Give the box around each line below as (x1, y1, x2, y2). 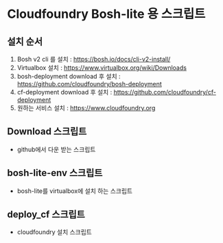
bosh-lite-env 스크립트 (7, 167, 103, 179)
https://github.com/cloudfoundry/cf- (113, 88, 216, 96)
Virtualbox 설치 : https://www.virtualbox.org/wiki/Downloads (16, 64, 187, 72)
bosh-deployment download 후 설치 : (16, 73, 121, 80)
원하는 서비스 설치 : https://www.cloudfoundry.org (16, 104, 156, 112)
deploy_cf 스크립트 (7, 209, 86, 220)
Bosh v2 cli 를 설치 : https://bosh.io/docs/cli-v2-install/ (16, 55, 171, 63)
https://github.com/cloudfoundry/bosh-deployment (16, 80, 163, 88)
